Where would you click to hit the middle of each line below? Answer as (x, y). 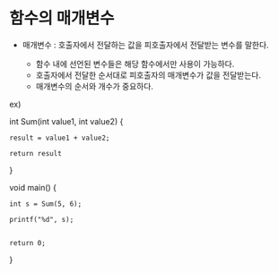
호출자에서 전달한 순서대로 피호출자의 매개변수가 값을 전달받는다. (148, 75)
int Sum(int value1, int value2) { (66, 121)
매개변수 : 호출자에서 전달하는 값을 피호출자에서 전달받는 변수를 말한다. (145, 45)
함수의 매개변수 (62, 18)
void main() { (33, 187)
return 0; (28, 243)
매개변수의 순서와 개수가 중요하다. (95, 86)
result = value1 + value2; (60, 138)
